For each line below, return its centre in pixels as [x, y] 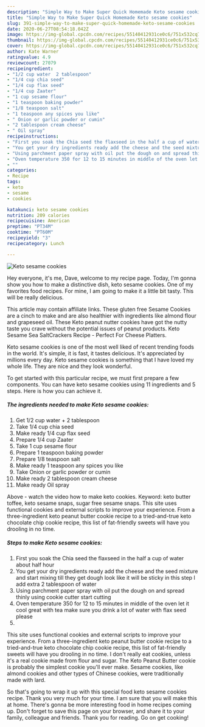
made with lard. [26, 680]
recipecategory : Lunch [36, 243]
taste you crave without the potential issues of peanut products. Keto [93, 329]
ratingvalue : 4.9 [29, 57]
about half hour [35, 565]
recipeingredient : [30, 68]
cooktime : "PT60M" [30, 232]
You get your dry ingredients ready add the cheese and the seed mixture [107, 571]
